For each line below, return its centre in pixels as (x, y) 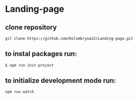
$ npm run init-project (30, 65)
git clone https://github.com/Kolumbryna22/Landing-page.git (69, 38)
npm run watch (20, 92)
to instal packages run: (41, 54)
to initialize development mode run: (61, 81)
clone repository (31, 27)
